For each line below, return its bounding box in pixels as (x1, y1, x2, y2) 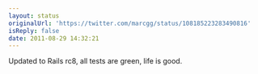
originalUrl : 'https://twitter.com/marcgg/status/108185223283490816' (8, 19, 252, 27)
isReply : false (8, 27, 60, 35)
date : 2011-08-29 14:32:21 (8, 34, 99, 43)
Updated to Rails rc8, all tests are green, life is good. (8, 56, 183, 66)
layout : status (8, 11, 60, 20)
